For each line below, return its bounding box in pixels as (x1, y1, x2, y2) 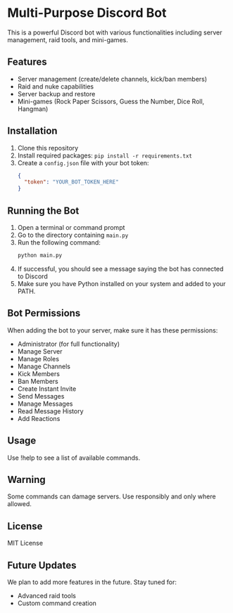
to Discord (17, 272, 48, 280)
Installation (7, 125, 58, 137)
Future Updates (7, 559, 77, 571)
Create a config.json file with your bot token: (17, 158, 149, 167)
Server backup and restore (17, 89, 96, 98)
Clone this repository (17, 143, 79, 152)
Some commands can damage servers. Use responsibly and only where (7, 492, 216, 501)
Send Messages (17, 392, 65, 400)
